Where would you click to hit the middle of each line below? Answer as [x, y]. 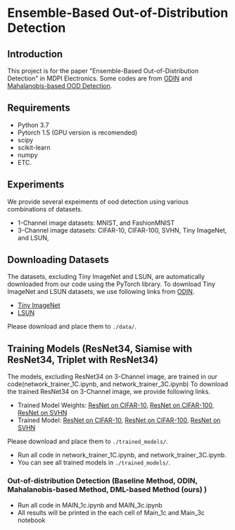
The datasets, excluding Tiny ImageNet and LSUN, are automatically [106, 277]
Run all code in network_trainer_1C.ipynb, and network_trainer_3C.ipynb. [122, 455]
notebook [31, 520]
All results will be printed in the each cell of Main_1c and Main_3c [111, 512]
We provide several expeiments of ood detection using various [98, 202]
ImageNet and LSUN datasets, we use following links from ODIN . [101, 292]
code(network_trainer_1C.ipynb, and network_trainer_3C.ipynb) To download [118, 384]
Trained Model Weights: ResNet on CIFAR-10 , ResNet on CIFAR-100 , [116, 405]
